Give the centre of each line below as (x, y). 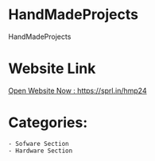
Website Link (52, 69)
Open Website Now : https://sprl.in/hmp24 (77, 90)
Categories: (48, 123)
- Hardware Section (41, 151)
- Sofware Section (39, 144)
